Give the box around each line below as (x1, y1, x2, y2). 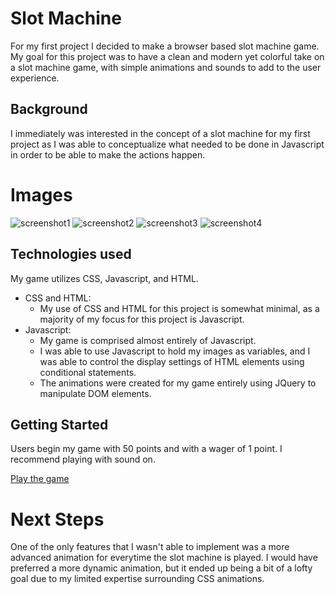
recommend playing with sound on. (10, 453, 156, 466)
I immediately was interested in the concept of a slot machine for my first (10, 127, 311, 139)
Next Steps (10, 508, 105, 531)
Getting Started (10, 416, 109, 433)
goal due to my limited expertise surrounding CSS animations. (10, 573, 265, 585)
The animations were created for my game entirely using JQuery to (39, 377, 317, 389)
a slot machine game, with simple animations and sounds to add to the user (10, 61, 322, 73)
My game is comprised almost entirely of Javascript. (39, 334, 257, 346)
